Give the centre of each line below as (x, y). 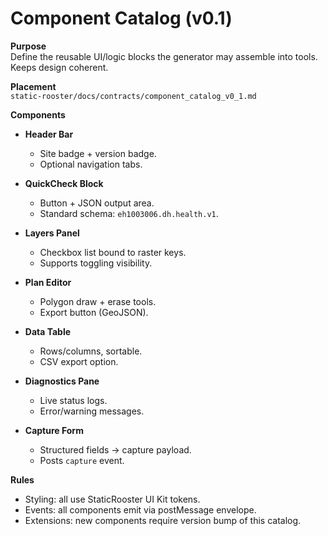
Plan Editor (48, 282)
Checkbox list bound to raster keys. (113, 252)
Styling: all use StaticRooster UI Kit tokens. (112, 499)
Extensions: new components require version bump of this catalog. (163, 520)
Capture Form (54, 430)
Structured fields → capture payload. (115, 449)
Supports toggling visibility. (96, 263)
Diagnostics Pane (62, 381)
